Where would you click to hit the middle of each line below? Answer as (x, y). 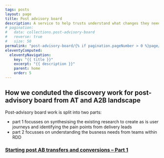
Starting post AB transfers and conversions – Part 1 (67, 150)
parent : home (27, 69)
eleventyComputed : (24, 50)
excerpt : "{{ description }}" (45, 64)
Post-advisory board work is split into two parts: (53, 112)
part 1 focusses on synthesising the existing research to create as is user (85, 121)
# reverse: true (24, 37)
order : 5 (23, 73)
